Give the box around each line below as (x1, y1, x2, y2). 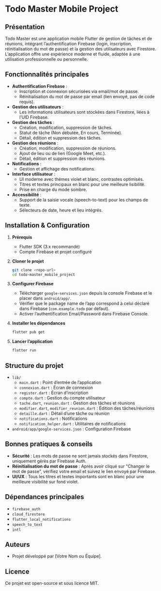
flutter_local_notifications (12, 517, 71, 522)
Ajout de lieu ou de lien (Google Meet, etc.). (19, 150, 106, 156)
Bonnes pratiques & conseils (5, 440, 93, 448)
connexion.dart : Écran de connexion (19, 384, 93, 390)
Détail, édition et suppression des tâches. (19, 135, 102, 140)
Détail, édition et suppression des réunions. (19, 156, 106, 161)
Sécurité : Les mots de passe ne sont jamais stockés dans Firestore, (12, 453, 148, 459)
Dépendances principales (5, 493, 84, 501)
